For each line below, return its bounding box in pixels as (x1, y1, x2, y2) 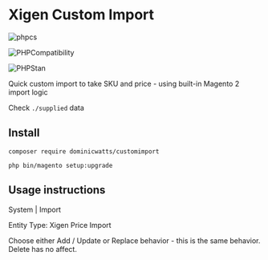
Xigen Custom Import (8, 6, 155, 24)
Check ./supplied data (8, 103, 84, 112)
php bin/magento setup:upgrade (8, 161, 113, 169)
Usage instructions (8, 183, 106, 197)
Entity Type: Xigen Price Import (8, 220, 112, 230)
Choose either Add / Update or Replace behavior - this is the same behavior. (8, 235, 261, 246)
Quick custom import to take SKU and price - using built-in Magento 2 (8, 79, 240, 88)
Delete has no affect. (8, 244, 78, 254)
